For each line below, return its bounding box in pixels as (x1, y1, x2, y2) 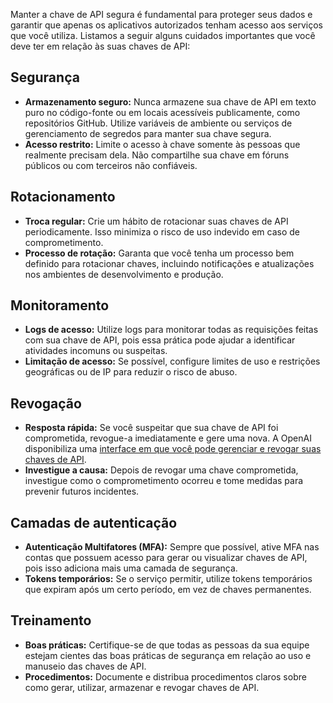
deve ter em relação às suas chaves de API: (10, 40, 191, 52)
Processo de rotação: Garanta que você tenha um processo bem (24, 247, 295, 259)
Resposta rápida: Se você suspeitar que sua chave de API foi (24, 422, 279, 434)
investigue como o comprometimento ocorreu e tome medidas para (24, 475, 304, 487)
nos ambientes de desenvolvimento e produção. (24, 268, 224, 280)
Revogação (10, 395, 82, 412)
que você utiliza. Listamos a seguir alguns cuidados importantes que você (10, 30, 316, 41)
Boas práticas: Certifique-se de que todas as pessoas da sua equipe (24, 639, 310, 651)
